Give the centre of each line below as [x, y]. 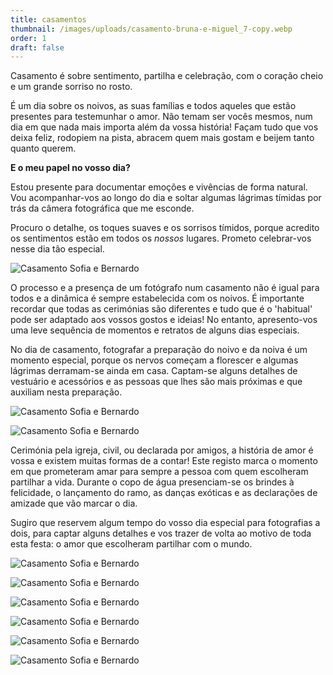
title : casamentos [48, 19]
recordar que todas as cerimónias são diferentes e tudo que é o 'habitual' [161, 309]
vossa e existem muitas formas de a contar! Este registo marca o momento [164, 461]
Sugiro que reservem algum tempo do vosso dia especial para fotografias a [165, 523]
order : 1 [28, 38]
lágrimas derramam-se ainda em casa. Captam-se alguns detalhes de [154, 371]
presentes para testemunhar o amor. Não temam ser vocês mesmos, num [161, 117]
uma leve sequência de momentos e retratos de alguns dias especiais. [155, 330]
